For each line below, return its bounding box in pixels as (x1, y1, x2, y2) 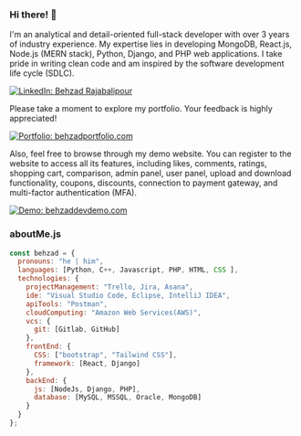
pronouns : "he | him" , (17, 257, 104, 266)
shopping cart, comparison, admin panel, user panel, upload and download (9, 168, 292, 179)
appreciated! (9, 113, 57, 124)
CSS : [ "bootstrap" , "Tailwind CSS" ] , (33, 351, 178, 360)
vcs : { (26, 316, 51, 325)
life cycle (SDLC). (9, 68, 75, 79)
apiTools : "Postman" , (26, 299, 108, 309)
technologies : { (17, 274, 79, 283)
